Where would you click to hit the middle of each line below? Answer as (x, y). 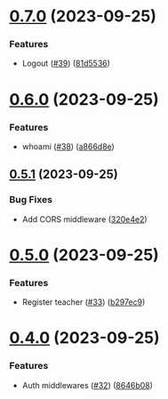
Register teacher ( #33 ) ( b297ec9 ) (84, 302)
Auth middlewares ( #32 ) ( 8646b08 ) (88, 385)
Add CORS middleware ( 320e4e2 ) (85, 219)
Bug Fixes (31, 200)
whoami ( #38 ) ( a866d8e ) (68, 146)
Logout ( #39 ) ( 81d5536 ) (66, 63)
